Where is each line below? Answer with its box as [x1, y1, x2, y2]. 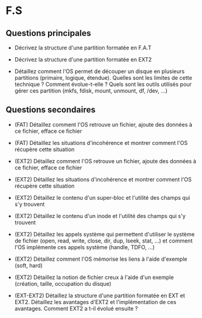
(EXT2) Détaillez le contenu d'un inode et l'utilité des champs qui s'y [14, 212, 186, 219]
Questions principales [5, 28, 92, 38]
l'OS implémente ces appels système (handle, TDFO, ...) [14, 243, 155, 250]
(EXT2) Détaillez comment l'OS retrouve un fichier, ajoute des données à [14, 157, 197, 164]
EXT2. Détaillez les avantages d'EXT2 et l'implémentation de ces [14, 298, 177, 305]
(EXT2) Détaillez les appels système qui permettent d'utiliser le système [14, 230, 195, 238]
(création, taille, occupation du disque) [14, 280, 112, 287]
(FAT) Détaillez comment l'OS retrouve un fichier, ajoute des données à [14, 121, 193, 128]
